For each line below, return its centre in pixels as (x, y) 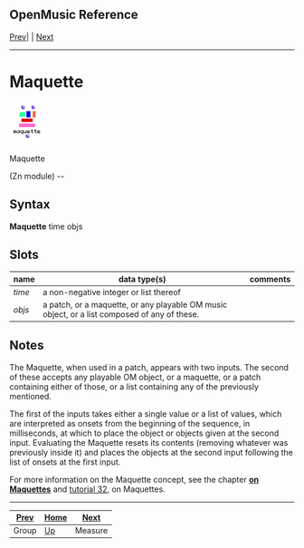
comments (270, 279)
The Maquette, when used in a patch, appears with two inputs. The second (149, 367)
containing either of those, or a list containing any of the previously (134, 386)
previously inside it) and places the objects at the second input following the (152, 452)
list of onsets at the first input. (65, 462)
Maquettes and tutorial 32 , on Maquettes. (87, 489)
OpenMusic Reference (74, 15)
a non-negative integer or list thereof (111, 293)
